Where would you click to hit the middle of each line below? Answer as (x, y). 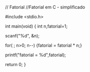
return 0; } (16, 64)
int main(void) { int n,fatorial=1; (36, 26)
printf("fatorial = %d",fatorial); (36, 55)
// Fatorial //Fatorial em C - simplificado (45, 7)
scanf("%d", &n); (22, 36)
